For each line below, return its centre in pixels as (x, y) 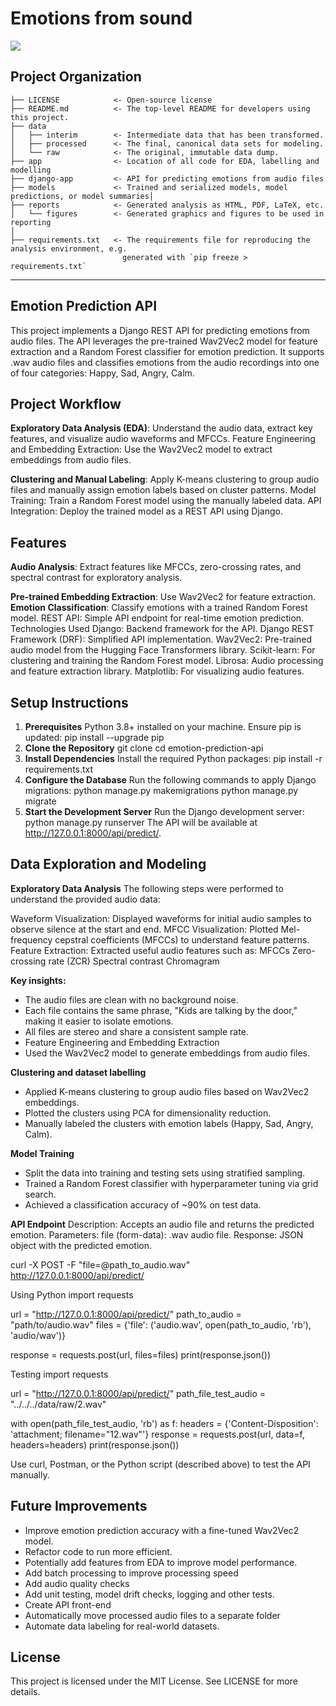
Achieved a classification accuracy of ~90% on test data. (143, 1204)
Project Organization (76, 77)
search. (40, 1194)
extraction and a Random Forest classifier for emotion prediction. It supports (167, 351)
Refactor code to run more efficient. (98, 1551)
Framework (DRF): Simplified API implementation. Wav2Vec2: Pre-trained (161, 639)
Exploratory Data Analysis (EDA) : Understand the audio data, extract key (161, 428)
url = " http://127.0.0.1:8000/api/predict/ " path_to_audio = (126, 1314)
